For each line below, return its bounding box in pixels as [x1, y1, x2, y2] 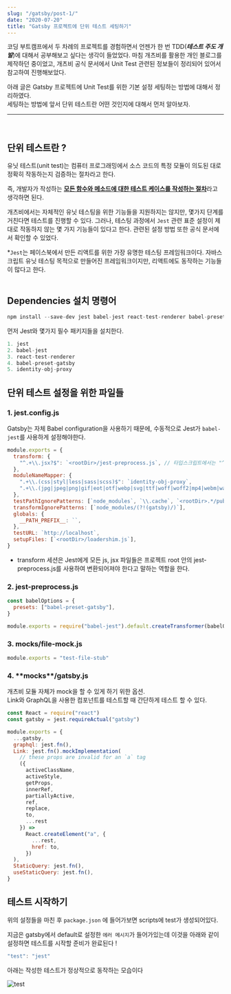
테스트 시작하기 [7, 896, 68, 908]
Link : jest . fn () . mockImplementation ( [13, 747, 122, 755]
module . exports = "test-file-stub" [7, 654, 109, 662]
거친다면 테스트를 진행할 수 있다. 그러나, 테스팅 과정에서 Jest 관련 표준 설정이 [7, 217, 214, 225]
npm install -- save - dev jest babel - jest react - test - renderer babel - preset [7, 313, 226, 320]
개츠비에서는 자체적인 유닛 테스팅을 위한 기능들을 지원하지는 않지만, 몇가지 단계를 [7, 208, 224, 217]
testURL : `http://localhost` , [13, 530, 100, 537]
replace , [25, 805, 51, 812]
